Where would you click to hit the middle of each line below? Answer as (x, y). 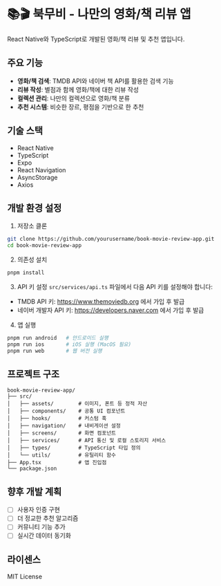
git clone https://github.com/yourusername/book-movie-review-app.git (111, 239)
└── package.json (32, 469)
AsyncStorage (37, 177)
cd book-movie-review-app (44, 246)
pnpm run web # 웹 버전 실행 (55, 351)
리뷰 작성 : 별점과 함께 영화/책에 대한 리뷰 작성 (78, 89)
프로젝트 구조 (33, 374)
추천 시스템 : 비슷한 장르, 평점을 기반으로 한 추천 (80, 107)
